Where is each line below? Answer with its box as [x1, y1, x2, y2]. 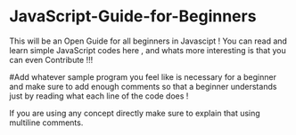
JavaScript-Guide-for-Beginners [9, 6, 257, 27]
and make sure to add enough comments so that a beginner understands [9, 81, 277, 91]
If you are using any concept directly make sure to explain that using [9, 107, 260, 118]
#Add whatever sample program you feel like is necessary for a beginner [9, 71, 276, 82]
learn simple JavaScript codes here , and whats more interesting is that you [9, 44, 287, 55]
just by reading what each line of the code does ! [9, 91, 189, 101]
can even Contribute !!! [9, 54, 94, 65]
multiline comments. [9, 117, 84, 128]
